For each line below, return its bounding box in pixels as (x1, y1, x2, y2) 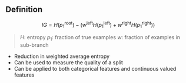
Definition (5, 5, 42, 15)
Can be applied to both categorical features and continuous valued (14, 65, 177, 72)
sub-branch (19, 41, 49, 49)
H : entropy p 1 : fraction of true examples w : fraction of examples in (19, 34, 181, 43)
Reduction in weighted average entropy (14, 53, 110, 60)
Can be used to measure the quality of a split (14, 59, 123, 66)
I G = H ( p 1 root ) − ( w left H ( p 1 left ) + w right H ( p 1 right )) (41, 20, 155, 30)
